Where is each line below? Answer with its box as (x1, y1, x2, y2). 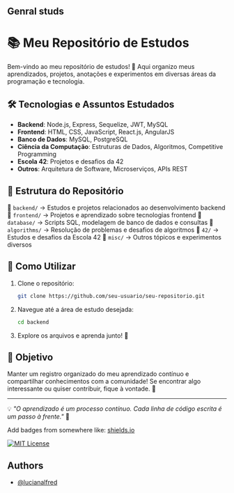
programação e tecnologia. (7, 77, 85, 86)
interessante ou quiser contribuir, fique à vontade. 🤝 (7, 384, 157, 393)
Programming (17, 150, 57, 159)
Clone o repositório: (17, 279, 75, 288)
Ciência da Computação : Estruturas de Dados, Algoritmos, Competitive (17, 143, 224, 151)
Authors (7, 460, 44, 471)
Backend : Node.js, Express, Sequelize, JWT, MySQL (17, 120, 169, 129)
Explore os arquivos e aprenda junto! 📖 (17, 331, 129, 340)
